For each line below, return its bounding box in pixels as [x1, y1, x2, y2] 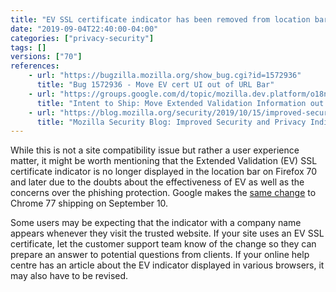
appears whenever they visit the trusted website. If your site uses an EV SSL [10, 227, 325, 240]
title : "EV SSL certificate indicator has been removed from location [10, 14, 311, 25]
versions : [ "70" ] [10, 52, 83, 62]
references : [10, 61, 60, 71]
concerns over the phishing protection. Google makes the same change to [10, 187, 317, 199]
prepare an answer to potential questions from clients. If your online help [10, 249, 310, 261]
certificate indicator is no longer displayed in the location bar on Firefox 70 [10, 166, 318, 178]
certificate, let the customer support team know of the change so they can [10, 238, 317, 250]
